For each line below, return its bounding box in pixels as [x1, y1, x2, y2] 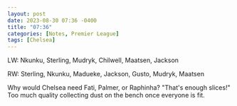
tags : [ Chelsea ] [7, 37, 56, 44]
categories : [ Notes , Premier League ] [7, 30, 120, 37]
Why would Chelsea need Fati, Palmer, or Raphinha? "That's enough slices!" [7, 83, 231, 92]
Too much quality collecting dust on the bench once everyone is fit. [7, 91, 205, 100]
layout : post [7, 10, 46, 18]
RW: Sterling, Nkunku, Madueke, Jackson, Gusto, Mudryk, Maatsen [7, 70, 205, 78]
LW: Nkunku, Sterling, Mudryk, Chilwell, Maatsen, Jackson [7, 56, 179, 64]
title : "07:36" [7, 23, 53, 30]
